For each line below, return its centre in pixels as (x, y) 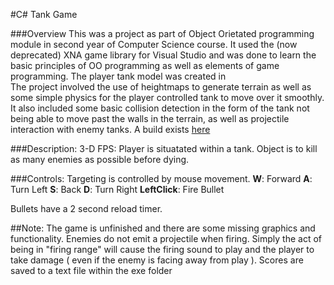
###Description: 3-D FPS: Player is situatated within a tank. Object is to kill (164, 148)
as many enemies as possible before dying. (100, 159)
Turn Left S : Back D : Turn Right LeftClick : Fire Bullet (117, 189)
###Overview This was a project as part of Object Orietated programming (162, 33)
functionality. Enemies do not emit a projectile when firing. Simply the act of (166, 238)
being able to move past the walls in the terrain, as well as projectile (150, 118)
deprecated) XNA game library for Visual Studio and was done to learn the (163, 55)
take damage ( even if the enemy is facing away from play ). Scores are (157, 260)
